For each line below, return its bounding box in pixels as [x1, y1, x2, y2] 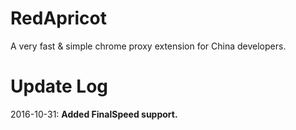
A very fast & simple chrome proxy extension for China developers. [10, 40, 287, 52]
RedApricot [10, 7, 107, 30]
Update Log [10, 75, 109, 98]
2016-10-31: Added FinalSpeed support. [10, 108, 178, 120]
